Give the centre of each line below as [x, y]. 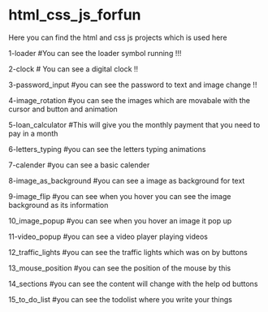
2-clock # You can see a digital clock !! [73, 69]
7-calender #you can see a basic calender [79, 165]
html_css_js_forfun [75, 15]
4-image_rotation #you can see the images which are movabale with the [129, 100]
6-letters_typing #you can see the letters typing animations [107, 149]
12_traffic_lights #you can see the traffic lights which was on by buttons [128, 252]
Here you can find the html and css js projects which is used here [118, 37]
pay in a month [33, 133]
